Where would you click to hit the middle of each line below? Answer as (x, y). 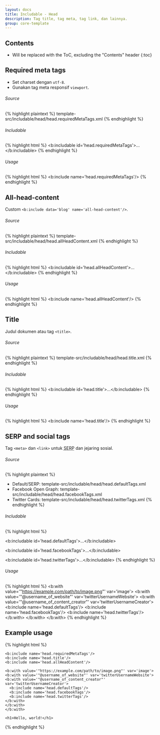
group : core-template (27, 23)
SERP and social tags (38, 436)
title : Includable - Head (31, 14)
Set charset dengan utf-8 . (39, 82)
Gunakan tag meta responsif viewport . (50, 87)
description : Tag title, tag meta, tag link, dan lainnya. (66, 19)
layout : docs (18, 10)
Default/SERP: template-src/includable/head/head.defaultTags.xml (79, 484)
